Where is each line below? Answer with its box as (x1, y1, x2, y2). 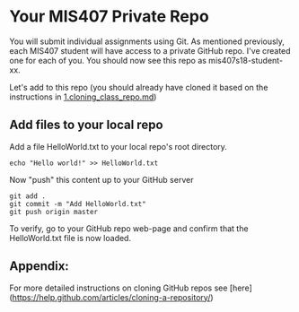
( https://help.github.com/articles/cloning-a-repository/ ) (9, 291, 214, 302)
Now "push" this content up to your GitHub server (9, 174, 194, 185)
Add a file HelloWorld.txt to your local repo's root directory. (9, 141, 227, 152)
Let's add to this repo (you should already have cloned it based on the (9, 82, 268, 92)
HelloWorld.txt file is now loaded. (9, 232, 132, 243)
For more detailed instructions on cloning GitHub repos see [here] (9, 282, 253, 293)
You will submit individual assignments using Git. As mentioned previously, (9, 36, 286, 47)
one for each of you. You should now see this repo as (9, 55, 207, 65)
